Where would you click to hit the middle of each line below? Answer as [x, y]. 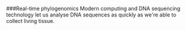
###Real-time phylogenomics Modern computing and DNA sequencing [93, 9]
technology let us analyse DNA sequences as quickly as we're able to [91, 15]
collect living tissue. [30, 21]
